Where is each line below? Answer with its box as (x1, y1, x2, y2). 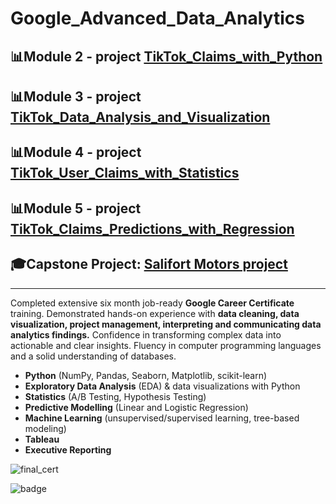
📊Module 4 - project (10, 144, 142, 161)
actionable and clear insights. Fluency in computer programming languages (10, 339, 322, 351)
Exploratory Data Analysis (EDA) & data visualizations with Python (24, 380, 301, 392)
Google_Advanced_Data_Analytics (10, 7, 305, 30)
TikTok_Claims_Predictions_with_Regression (10, 220, 295, 237)
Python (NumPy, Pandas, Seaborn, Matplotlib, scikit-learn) (24, 369, 268, 381)
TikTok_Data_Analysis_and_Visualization (10, 108, 271, 126)
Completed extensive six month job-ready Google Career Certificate (10, 297, 295, 309)
